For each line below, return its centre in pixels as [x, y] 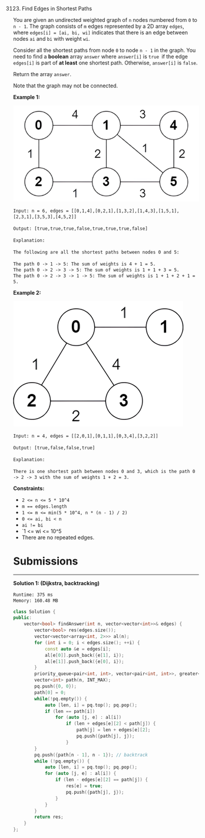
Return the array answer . [42, 74]
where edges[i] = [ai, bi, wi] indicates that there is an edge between [101, 32]
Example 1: [27, 97]
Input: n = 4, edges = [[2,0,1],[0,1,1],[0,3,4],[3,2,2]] [86, 436]
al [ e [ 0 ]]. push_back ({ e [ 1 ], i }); [84, 655]
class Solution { [34, 612]
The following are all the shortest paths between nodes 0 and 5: [96, 252]
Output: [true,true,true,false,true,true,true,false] [81, 229]
